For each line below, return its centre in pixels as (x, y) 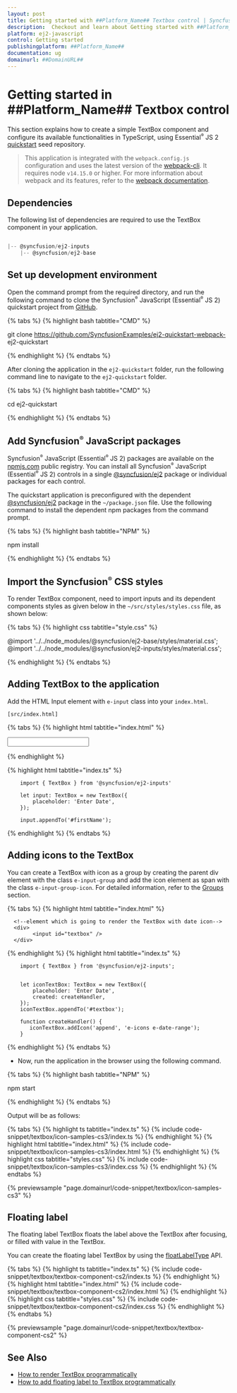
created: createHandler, (69, 997)
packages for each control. (47, 481)
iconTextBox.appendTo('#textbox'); (72, 1009)
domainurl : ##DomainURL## (45, 60)
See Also (27, 1357)
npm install (23, 545)
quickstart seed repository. (47, 145)
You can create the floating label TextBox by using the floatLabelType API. (115, 1255)
